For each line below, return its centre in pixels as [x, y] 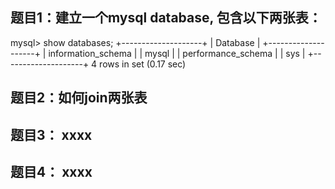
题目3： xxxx [51, 134]
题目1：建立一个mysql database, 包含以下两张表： [166, 18]
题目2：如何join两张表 [79, 98]
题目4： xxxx [51, 171]
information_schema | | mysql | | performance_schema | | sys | [177, 53]
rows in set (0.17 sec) [143, 64]
